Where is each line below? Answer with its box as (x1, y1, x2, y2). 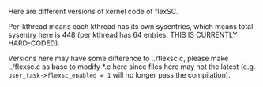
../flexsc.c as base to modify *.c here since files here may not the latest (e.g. (8, 62, 256, 71)
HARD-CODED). (8, 38, 61, 48)
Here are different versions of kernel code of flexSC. (8, 7, 179, 16)
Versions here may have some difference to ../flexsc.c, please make (8, 54, 229, 63)
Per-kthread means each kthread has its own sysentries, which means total (8, 22, 254, 31)
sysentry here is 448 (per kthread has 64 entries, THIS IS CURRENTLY (8, 31, 239, 39)
